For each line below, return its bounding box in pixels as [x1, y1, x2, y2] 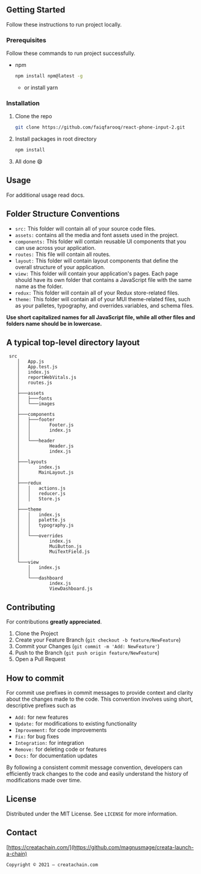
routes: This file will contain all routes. [14, 250, 111, 258]
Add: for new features [14, 713, 69, 721]
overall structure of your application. [14, 263, 105, 270]
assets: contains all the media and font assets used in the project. [14, 231, 179, 238]
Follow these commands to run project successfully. [6, 49, 135, 57]
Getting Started [6, 5, 66, 15]
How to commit [6, 673, 64, 683]
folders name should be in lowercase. [6, 320, 102, 327]
